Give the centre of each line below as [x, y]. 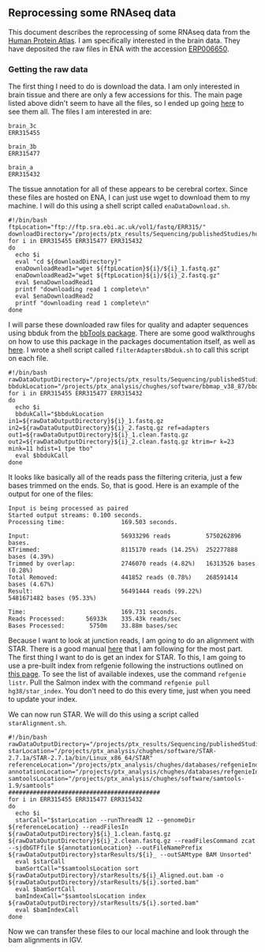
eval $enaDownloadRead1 [54, 283]
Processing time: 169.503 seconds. [93, 523]
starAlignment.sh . [37, 723]
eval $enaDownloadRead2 [54, 296]
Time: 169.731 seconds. [93, 612]
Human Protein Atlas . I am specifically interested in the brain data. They [124, 40]
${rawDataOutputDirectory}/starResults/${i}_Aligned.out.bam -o [116, 875]
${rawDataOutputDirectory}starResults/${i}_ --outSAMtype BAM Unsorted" [130, 855]
